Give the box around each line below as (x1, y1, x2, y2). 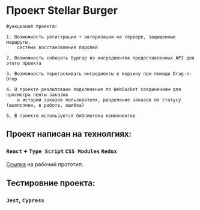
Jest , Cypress (6, 196, 44, 204)
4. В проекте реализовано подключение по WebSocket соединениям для (6, 86, 181, 92)
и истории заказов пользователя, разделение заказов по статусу (17, 97, 181, 103)
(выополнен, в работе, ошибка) (6, 102, 85, 108)
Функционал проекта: (6, 23, 58, 29)
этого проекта (6, 60, 42, 66)
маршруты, (6, 39, 31, 45)
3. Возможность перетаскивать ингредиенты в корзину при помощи (6, 70, 171, 77)
